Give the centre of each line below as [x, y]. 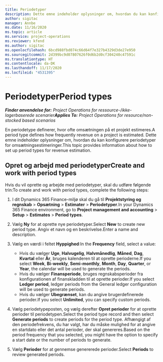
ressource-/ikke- [115, 110]
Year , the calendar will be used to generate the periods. [75, 268]
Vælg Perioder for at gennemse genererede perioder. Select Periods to [83, 349]
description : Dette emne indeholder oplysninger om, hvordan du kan [76, 14]
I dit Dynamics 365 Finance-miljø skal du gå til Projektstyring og [77, 199]
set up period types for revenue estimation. [48, 150]
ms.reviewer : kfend [25, 41]
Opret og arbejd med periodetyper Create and [75, 165]
